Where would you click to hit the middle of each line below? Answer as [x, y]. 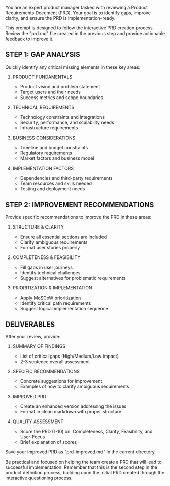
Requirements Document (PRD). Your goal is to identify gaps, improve [78, 13]
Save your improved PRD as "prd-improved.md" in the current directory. [80, 452]
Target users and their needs [50, 92]
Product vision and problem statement [60, 86]
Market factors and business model [57, 158]
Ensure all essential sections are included [63, 237]
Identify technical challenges [50, 272]
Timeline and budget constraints [54, 147]
